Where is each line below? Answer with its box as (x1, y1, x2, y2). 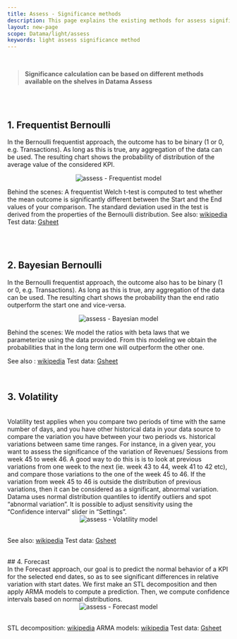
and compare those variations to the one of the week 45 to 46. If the (7, 469, 206, 478)
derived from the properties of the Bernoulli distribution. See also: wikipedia (7, 210, 228, 218)
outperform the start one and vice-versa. (7, 300, 126, 309)
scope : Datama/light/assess (7, 30, 90, 37)
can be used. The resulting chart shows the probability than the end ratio (7, 293, 219, 301)
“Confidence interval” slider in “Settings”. (7, 507, 127, 516)
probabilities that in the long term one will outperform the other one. (7, 343, 205, 351)
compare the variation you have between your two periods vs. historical (7, 432, 217, 440)
